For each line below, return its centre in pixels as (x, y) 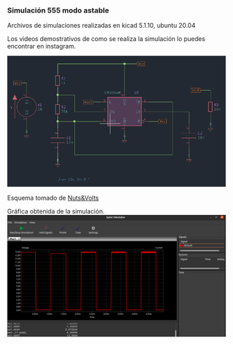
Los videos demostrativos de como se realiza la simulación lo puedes (106, 39)
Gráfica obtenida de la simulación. (56, 211)
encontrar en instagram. (42, 46)
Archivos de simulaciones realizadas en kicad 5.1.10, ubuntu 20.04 (101, 26)
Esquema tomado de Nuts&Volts (53, 198)
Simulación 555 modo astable (58, 10)
